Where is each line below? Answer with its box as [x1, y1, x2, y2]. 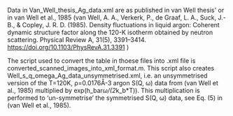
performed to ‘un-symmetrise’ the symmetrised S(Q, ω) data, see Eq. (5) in [7, 94, 223, 102]
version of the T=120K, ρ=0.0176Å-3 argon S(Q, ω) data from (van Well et [7, 79, 219, 87]
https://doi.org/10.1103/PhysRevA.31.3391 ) [7, 43, 129, 51]
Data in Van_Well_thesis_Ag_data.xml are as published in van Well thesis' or [7, 6, 225, 14]
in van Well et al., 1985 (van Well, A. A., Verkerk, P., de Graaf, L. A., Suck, [7, 13, 217, 22]
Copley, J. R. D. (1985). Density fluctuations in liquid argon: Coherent [22, 21, 220, 29]
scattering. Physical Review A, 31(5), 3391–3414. [7, 36, 147, 44]
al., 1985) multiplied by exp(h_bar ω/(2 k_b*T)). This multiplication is [7, 87, 201, 94]
